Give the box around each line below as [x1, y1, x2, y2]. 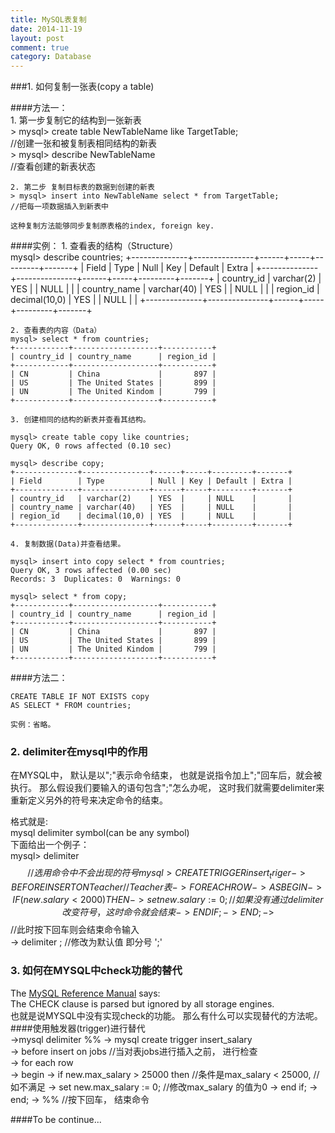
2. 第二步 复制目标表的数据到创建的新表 [10, 182, 155, 193]
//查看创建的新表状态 [10, 161, 97, 173]
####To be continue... [10, 1113, 102, 1125]
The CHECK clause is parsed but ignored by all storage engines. [10, 997, 275, 1010]
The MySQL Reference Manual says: [10, 987, 161, 999]
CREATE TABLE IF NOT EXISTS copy [10, 692, 150, 702]
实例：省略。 [10, 720, 56, 730]
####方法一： [10, 102, 68, 114]
